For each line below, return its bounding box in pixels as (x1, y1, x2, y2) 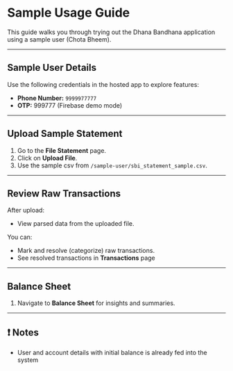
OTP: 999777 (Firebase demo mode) (17, 101, 123, 109)
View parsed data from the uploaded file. (17, 220, 135, 228)
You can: (7, 233, 33, 241)
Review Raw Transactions (7, 188, 121, 199)
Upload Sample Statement (7, 128, 123, 140)
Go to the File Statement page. (17, 146, 106, 154)
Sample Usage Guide (7, 5, 130, 21)
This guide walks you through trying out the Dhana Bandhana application (7, 28, 216, 36)
